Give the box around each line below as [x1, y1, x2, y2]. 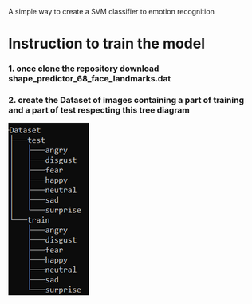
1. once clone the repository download [8, 63, 159, 74]
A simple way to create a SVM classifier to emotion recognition [8, 7, 215, 16]
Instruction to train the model [8, 35, 206, 53]
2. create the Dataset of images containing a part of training [8, 95, 245, 106]
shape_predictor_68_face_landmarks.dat [8, 73, 171, 85]
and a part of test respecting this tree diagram [8, 105, 190, 116]
